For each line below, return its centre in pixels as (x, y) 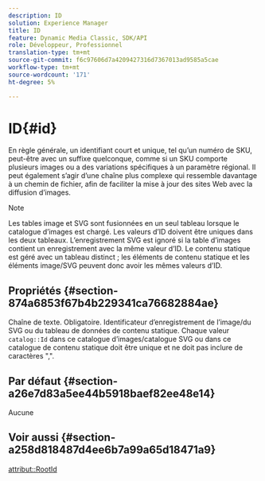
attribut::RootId (33, 469)
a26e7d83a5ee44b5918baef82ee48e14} (112, 393)
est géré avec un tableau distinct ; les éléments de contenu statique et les (129, 257)
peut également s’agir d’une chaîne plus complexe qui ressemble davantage (132, 176)
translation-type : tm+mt (49, 52)
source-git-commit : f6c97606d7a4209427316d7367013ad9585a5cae (113, 60)
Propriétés (35, 291)
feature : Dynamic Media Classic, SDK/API (78, 38)
